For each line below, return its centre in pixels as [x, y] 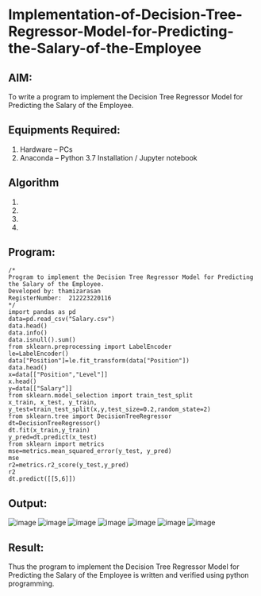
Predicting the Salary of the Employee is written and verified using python [129, 575]
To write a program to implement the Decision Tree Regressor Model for [126, 97]
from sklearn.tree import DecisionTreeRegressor [90, 416]
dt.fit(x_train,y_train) [49, 431]
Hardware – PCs [46, 149]
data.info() [28, 333]
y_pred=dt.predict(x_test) [53, 437]
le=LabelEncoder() [38, 354]
